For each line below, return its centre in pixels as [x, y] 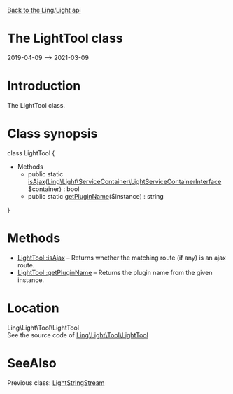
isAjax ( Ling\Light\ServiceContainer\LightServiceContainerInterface [125, 181]
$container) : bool [54, 189]
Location [33, 308]
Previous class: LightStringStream [56, 382]
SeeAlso [32, 363]
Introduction [44, 86]
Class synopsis [52, 134]
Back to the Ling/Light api [44, 10]
